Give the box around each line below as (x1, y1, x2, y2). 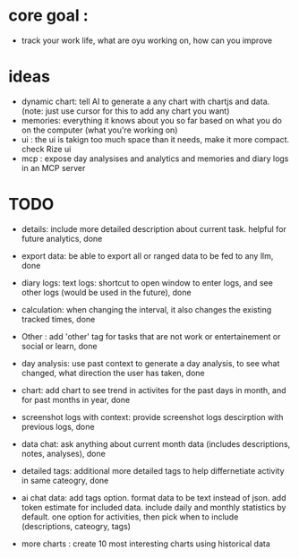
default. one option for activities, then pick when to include (21, 511, 239, 522)
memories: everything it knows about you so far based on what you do (21, 115, 283, 125)
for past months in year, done (21, 394, 131, 405)
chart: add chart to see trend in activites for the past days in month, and (21, 384, 286, 395)
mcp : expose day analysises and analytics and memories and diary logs (21, 153, 289, 164)
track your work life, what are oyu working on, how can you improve (21, 35, 273, 46)
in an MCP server (21, 162, 86, 173)
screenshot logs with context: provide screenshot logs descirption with (21, 411, 284, 422)
